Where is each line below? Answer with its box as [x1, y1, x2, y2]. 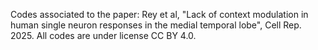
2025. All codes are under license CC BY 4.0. [10, 30, 197, 41]
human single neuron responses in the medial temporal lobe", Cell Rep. [10, 19, 302, 31]
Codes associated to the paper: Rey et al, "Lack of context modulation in [10, 9, 309, 20]
